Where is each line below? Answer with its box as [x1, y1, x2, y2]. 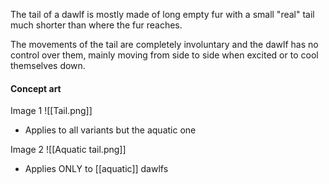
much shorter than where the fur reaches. [10, 19, 183, 31]
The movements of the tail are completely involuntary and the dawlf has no [10, 39, 319, 50]
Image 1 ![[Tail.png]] [10, 105, 93, 117]
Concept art [10, 82, 62, 94]
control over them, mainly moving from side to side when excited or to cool [10, 49, 319, 61]
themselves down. [10, 60, 86, 71]
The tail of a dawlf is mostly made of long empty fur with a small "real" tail [10, 9, 315, 20]
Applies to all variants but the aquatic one [24, 124, 197, 136]
